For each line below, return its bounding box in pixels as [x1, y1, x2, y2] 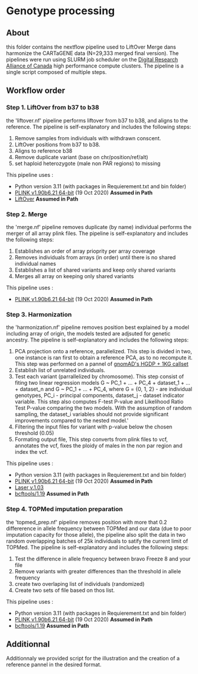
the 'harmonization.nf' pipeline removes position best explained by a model [6, 324, 189, 331]
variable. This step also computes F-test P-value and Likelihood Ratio [14, 398, 184, 405]
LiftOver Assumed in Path [14, 195, 79, 202]
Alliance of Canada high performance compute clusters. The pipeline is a [6, 62, 184, 69]
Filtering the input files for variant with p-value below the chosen [14, 423, 173, 430]
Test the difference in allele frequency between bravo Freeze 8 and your [14, 555, 191, 562]
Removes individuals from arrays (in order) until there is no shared [14, 253, 176, 261]
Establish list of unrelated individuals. [14, 367, 105, 374]
